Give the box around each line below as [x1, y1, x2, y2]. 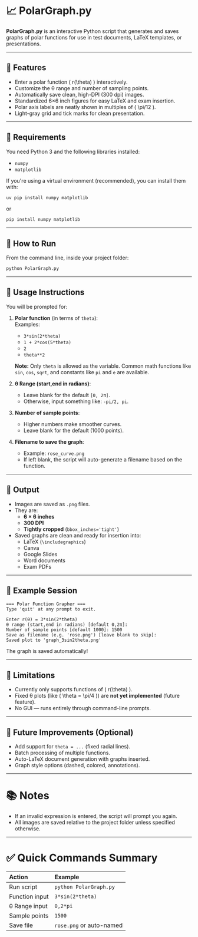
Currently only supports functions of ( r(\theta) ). [14, 686, 133, 693]
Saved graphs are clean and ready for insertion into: [14, 532, 141, 539]
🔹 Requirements [6, 133, 66, 143]
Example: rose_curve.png [23, 450, 85, 457]
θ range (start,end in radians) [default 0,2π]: [6, 622, 128, 628]
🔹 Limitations [6, 670, 55, 680]
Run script [9, 883, 38, 891]
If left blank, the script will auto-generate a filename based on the [23, 456, 183, 463]
